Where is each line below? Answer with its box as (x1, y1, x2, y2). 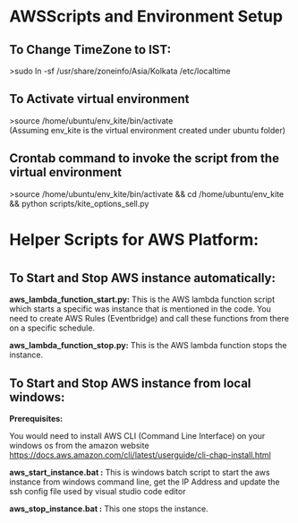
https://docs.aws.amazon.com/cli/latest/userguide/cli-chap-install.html (9, 450, 271, 460)
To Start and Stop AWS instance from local (9, 375, 251, 390)
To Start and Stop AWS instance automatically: (9, 270, 276, 286)
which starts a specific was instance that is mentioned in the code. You (9, 304, 271, 314)
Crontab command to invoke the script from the (9, 150, 280, 167)
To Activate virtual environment (9, 91, 190, 107)
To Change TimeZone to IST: (9, 42, 172, 57)
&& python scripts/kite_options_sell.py (9, 198, 149, 209)
